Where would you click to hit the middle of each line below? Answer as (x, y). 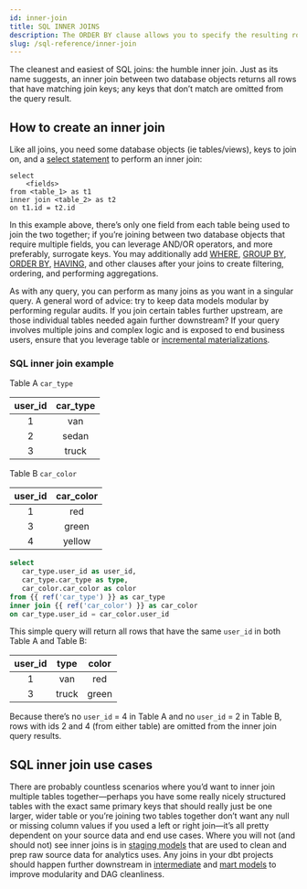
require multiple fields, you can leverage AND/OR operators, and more (141, 244)
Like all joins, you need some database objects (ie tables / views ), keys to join (153, 150)
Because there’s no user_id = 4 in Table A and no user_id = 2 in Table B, (146, 717)
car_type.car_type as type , (75, 580)
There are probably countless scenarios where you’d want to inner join (143, 787)
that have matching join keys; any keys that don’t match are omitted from (147, 89)
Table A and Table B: (48, 641)
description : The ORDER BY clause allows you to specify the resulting (148, 35)
